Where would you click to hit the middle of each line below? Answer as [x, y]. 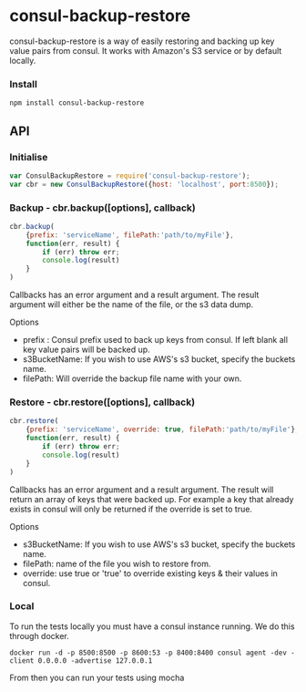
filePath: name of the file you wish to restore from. [117, 563]
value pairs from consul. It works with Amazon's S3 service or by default [146, 50]
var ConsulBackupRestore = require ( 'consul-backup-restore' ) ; [130, 176]
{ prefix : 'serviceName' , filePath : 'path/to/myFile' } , [130, 235]
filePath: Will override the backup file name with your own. [132, 378]
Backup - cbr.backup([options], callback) [102, 208]
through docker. [40, 635]
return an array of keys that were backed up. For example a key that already [152, 499]
